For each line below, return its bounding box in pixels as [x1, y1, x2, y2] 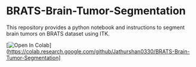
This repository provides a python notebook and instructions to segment [6, 24, 185, 31]
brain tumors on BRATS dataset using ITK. [6, 30, 110, 37]
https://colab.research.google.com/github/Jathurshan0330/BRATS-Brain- [8, 47, 190, 55]
